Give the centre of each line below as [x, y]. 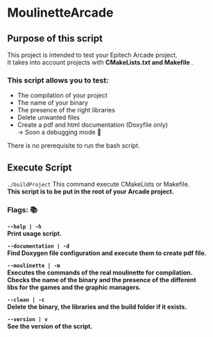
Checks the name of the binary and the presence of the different [102, 280]
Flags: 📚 [23, 210]
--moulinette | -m [34, 266]
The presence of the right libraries [66, 110]
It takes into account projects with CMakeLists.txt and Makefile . [100, 62]
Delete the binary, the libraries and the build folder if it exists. [97, 307]
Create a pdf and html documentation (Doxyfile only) [93, 125]
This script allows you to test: [58, 80]
